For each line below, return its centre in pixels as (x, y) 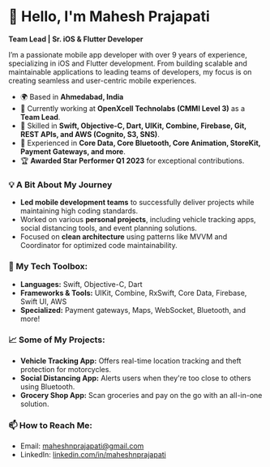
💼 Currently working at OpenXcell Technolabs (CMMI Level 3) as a (133, 108)
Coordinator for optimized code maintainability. (99, 246)
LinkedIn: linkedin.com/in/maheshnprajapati (93, 455)
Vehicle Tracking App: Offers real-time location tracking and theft (131, 361)
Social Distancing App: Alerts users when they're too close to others (135, 378)
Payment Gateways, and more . (73, 151)
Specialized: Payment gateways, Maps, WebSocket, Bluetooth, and (133, 310)
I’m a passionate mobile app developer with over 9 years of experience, (128, 54)
